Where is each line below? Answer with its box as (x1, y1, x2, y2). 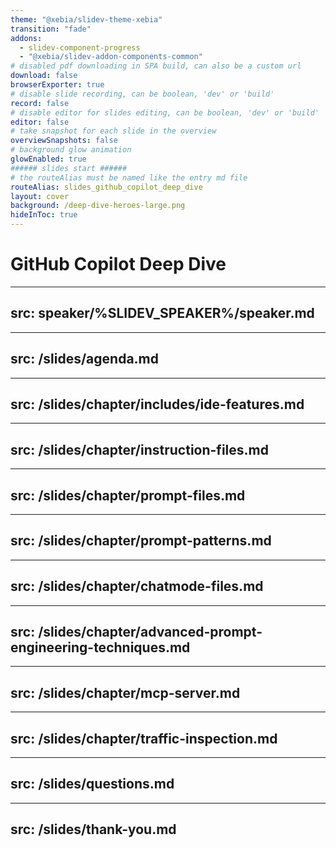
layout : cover (10, 191, 70, 201)
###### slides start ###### (10, 163, 128, 173)
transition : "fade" (10, 24, 92, 34)
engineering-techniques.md (10, 639, 191, 656)
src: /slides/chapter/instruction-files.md (10, 441, 269, 458)
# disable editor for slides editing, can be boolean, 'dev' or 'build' (10, 107, 320, 118)
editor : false (10, 117, 70, 127)
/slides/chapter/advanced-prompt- (38, 624, 263, 641)
